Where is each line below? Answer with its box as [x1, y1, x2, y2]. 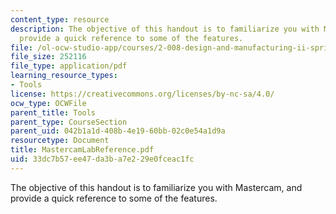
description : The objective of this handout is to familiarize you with [10, 24, 320, 34]
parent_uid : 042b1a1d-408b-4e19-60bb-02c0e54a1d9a [10, 126, 226, 136]
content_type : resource [10, 14, 110, 25]
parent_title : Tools [10, 107, 97, 118]
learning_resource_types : [10, 71, 118, 81]
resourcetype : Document [10, 136, 110, 146]
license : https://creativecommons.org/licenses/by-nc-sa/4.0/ [10, 89, 275, 99]
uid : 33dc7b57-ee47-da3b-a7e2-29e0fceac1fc [10, 154, 195, 164]
